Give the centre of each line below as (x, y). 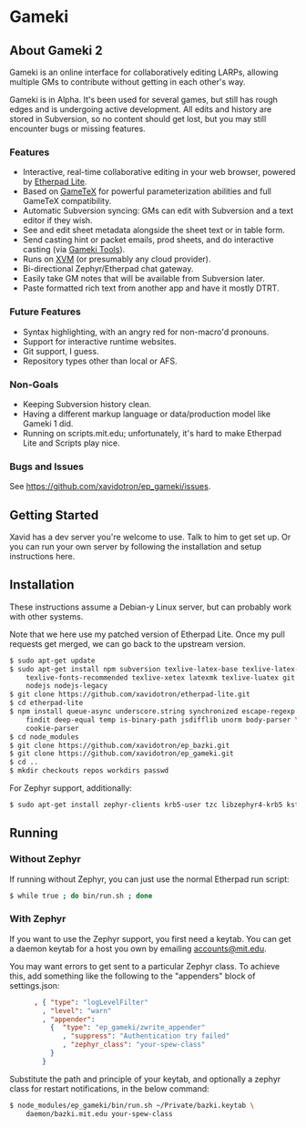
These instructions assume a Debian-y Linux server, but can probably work (151, 607)
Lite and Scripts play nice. (71, 443)
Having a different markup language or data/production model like (147, 414)
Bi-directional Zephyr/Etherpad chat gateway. (108, 269)
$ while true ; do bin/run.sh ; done (81, 896)
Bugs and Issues (47, 467)
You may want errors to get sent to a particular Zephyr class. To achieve (145, 966)
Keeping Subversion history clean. (87, 404)
